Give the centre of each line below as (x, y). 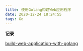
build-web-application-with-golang (42, 44)
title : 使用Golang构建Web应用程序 (38, 10)
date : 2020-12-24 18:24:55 (33, 14)
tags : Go (14, 19)
